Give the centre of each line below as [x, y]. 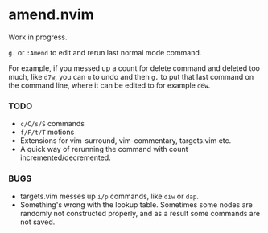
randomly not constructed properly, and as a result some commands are [140, 213]
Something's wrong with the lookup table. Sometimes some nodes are [136, 204]
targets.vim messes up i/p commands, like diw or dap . [109, 196]
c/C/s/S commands [52, 124]
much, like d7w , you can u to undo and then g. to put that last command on [131, 76]
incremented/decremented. [65, 157]
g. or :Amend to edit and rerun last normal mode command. [105, 52]
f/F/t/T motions [47, 132]
